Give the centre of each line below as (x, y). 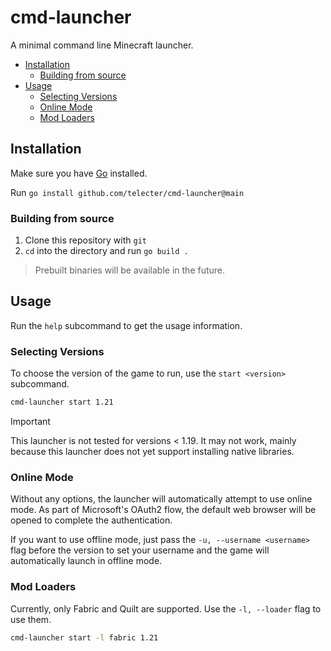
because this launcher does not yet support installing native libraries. (152, 452)
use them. (31, 619)
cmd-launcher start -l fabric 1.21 (84, 637)
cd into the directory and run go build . (106, 251)
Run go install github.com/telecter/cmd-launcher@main (127, 192)
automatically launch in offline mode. (86, 561)
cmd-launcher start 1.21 (62, 402)
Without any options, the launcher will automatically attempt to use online (161, 499)
